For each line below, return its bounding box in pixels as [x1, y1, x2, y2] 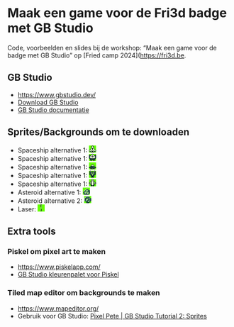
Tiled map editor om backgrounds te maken [7, 288, 161, 298]
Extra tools [7, 225, 57, 237]
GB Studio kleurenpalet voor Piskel [17, 270, 119, 279]
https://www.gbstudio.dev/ [17, 90, 96, 99]
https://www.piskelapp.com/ [17, 262, 101, 271]
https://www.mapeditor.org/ [17, 304, 99, 313]
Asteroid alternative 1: [17, 188, 82, 196]
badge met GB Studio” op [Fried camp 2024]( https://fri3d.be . [7, 51, 186, 60]
